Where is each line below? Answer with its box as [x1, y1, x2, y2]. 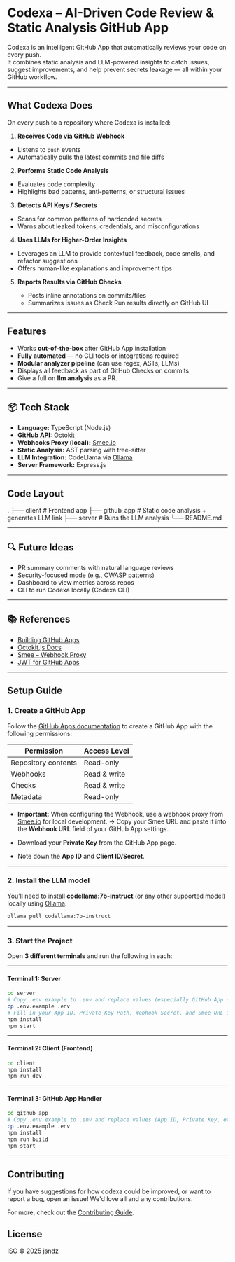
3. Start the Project [7, 936, 73, 945]
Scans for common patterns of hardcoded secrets [17, 214, 162, 223]
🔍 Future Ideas [7, 541, 74, 553]
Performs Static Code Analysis [17, 166, 110, 174]
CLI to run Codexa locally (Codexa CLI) [17, 586, 130, 594]
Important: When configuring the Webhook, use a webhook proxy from [17, 810, 224, 818]
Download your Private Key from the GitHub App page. [17, 838, 177, 847]
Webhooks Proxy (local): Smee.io [17, 438, 117, 447]
